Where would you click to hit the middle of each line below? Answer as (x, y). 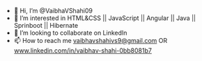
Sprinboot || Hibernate (46, 25)
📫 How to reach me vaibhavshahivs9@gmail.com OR (91, 41)
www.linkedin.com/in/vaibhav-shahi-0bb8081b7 (83, 51)
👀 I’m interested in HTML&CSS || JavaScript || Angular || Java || (105, 18)
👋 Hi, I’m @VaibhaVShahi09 (53, 11)
